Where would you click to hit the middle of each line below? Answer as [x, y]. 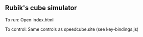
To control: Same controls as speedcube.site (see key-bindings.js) [72, 29]
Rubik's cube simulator [41, 8]
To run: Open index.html [29, 19]
